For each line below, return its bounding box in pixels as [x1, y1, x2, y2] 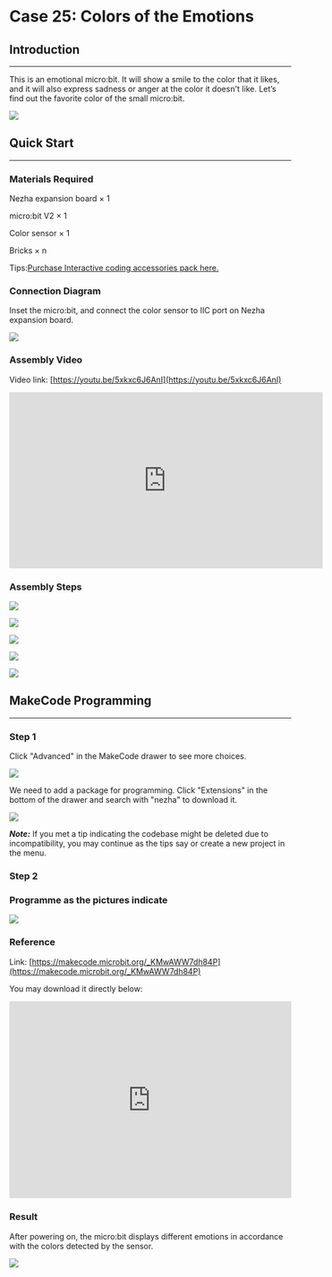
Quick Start [9, 136, 74, 151]
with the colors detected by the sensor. [9, 1240, 154, 1251]
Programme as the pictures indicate [9, 893, 168, 906]
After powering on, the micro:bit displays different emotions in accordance [9, 1230, 284, 1241]
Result [9, 1211, 38, 1223]
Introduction [9, 42, 81, 57]
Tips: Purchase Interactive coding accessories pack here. [9, 262, 219, 274]
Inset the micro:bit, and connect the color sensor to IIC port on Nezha [9, 305, 266, 316]
